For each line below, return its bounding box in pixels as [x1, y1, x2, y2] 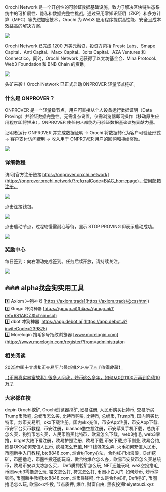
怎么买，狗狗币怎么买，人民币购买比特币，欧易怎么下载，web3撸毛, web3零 [5, 431, 161, 437]
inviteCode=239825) [5, 325, 48, 331]
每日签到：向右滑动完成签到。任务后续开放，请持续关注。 [5, 258, 122, 264]
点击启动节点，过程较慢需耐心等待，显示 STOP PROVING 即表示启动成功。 [5, 223, 157, 229]
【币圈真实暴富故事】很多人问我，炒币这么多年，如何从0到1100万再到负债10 [5, 375, 160, 380]
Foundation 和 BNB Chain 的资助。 [18, 61, 88, 67]
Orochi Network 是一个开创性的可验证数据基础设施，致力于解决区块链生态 [5, 4, 156, 10]
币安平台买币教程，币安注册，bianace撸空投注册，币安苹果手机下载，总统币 [5, 426, 160, 431]
